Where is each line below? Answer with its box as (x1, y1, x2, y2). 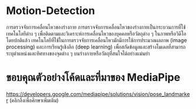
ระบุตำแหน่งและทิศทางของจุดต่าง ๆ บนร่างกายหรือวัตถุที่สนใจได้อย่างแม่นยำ (6, 50, 150, 57)
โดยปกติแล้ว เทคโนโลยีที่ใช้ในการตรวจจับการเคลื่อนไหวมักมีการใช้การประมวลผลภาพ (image (6, 36, 187, 43)
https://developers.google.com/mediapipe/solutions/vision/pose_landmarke (6, 90, 190, 97)
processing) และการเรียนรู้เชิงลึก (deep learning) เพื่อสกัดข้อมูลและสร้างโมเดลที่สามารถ (6, 43, 186, 50)
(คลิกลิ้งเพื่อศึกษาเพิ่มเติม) (9, 97, 59, 104)
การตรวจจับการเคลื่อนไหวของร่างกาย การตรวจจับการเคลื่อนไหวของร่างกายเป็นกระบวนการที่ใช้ (6, 23, 186, 30)
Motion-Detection (6, 4, 95, 18)
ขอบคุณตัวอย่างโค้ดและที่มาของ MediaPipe (6, 71, 181, 84)
